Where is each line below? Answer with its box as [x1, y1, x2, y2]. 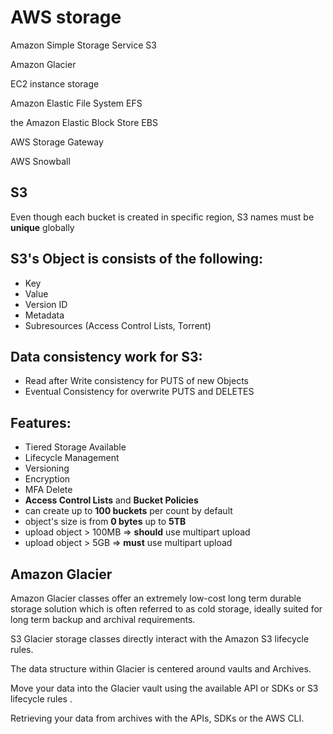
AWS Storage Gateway [10, 136, 104, 148]
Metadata [24, 309, 65, 321]
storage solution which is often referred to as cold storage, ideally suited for [10, 603, 323, 615]
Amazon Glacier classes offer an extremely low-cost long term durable [10, 592, 302, 604]
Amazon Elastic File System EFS [10, 97, 143, 109]
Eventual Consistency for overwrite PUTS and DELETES [24, 386, 255, 398]
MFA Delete [24, 484, 73, 496]
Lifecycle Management [24, 452, 120, 464]
